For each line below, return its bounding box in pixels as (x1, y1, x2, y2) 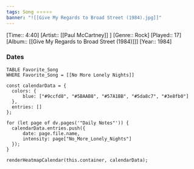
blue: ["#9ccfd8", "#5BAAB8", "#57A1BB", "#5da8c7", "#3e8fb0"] (22, 93, 189, 99)
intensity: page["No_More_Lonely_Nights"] (22, 136, 132, 142)
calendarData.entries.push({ (12, 125, 86, 131)
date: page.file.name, (22, 130, 80, 137)
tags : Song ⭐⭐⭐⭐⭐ (6, 9, 53, 15)
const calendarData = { (6, 83, 67, 89)
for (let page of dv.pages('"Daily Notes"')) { (6, 120, 130, 126)
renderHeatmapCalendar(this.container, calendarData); (6, 157, 148, 163)
